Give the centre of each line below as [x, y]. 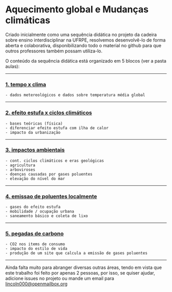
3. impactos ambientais [35, 150]
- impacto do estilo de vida [36, 249]
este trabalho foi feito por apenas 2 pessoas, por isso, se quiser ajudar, [80, 273]
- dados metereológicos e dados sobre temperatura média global [75, 95]
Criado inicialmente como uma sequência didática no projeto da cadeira [81, 34]
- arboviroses [20, 170]
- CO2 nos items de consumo [35, 244]
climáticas [28, 20]
